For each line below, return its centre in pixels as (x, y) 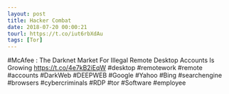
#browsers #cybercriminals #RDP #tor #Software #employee (97, 83)
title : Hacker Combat (39, 20)
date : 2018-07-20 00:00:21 (47, 27)
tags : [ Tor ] (25, 40)
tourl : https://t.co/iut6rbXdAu (55, 34)
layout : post (27, 14)
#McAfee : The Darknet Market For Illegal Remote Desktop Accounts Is (111, 60)
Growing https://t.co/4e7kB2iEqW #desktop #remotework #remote (105, 68)
